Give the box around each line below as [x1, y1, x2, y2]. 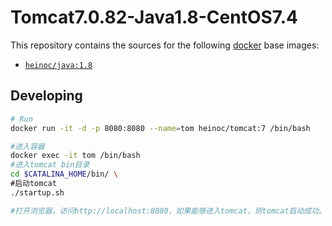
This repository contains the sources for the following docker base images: [10, 39, 320, 51]
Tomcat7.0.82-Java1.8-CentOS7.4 [10, 6, 298, 29]
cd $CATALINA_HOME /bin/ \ [10, 169, 118, 180]
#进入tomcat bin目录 [10, 160, 90, 170]
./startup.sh [10, 187, 65, 198]
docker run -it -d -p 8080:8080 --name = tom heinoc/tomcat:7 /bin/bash [10, 123, 311, 133]
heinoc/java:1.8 [24, 60, 93, 70]
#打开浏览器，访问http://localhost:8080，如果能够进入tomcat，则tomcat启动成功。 [10, 206, 327, 216]
